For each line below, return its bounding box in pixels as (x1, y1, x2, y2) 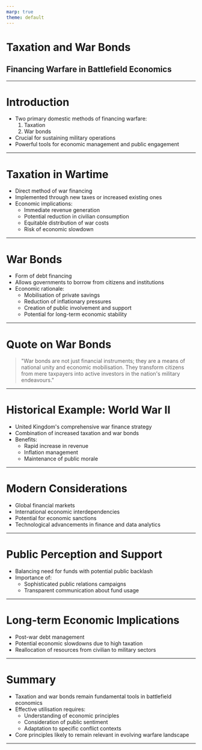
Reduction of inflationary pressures (23, 298, 111, 305)
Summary (6, 673, 56, 687)
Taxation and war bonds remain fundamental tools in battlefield (14, 693, 172, 700)
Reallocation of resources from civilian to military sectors (14, 646, 156, 653)
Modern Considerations (6, 482, 127, 495)
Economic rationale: (14, 285, 65, 293)
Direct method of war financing (14, 187, 93, 194)
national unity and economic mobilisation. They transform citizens (20, 364, 185, 371)
